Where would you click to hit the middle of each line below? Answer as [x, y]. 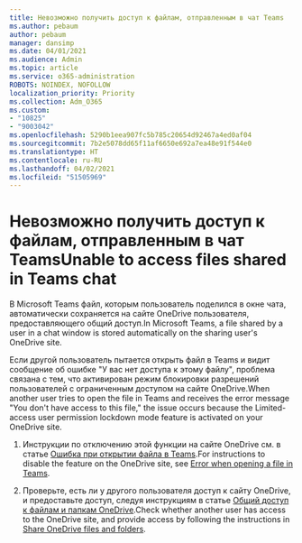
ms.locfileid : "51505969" [58, 177]
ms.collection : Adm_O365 [56, 101]
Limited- [270, 408]
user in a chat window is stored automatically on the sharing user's [134, 333]
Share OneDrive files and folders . [84, 529]
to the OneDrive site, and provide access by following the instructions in [156, 520]
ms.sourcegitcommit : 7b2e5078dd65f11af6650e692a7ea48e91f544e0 [131, 143]
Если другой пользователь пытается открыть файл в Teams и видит [140, 360]
